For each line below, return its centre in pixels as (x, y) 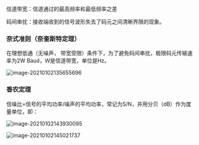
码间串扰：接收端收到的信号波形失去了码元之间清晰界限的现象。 (85, 22)
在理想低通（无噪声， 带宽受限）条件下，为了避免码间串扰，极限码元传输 (97, 53)
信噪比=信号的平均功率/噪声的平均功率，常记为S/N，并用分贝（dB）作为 (96, 104)
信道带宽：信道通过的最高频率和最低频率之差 (62, 9)
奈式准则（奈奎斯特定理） (43, 39)
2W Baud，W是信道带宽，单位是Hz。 (63, 61)
